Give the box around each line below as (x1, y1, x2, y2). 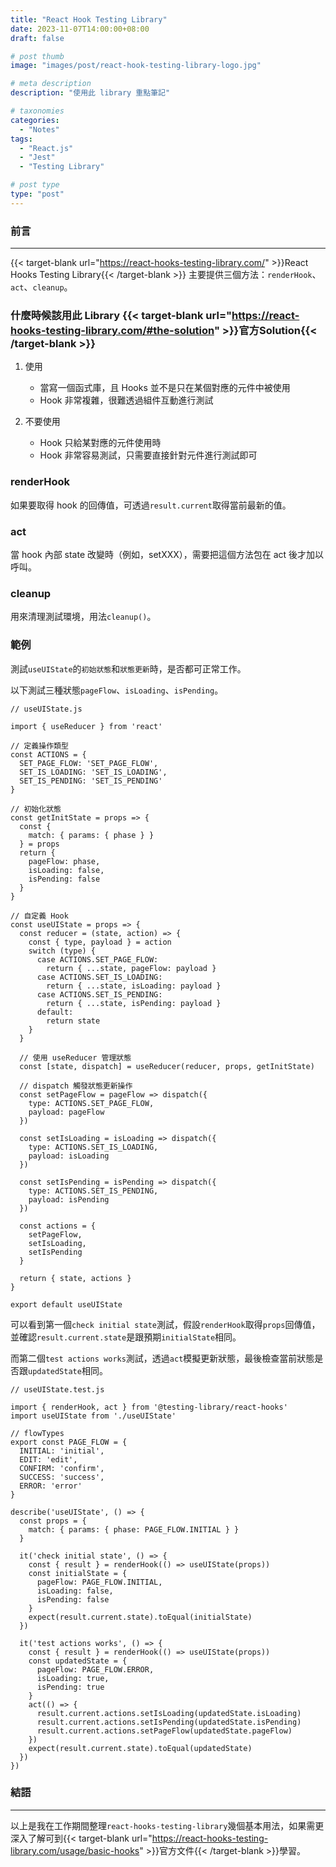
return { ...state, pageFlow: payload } (46, 963, 217, 973)
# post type (10, 180, 60, 190)
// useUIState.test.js (10, 1384, 105, 1395)
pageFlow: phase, (28, 856, 101, 866)
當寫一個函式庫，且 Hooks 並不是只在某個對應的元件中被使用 (39, 382, 291, 394)
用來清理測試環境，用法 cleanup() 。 (10, 611, 157, 623)
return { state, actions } (19, 1273, 132, 1283)
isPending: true (36, 1682, 105, 1692)
